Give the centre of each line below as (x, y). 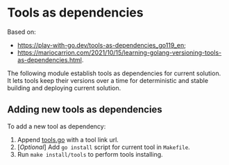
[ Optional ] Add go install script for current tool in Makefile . (104, 147)
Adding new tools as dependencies (85, 109)
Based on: (22, 32)
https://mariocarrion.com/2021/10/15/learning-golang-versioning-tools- (119, 52)
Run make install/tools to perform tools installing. (90, 154)
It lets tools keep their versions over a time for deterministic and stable (108, 80)
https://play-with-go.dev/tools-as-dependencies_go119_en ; (101, 45)
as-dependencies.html (49, 59)
